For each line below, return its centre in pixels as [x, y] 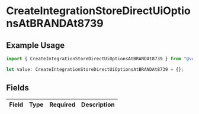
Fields [18, 88]
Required [62, 105]
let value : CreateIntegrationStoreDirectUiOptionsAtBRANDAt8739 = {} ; [95, 69]
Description [98, 105]
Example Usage [36, 45]
